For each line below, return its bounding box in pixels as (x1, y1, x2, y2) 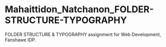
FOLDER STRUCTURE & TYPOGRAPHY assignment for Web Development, (5, 31, 161, 37)
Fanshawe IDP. (5, 37, 36, 43)
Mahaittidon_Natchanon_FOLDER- (5, 4, 154, 15)
